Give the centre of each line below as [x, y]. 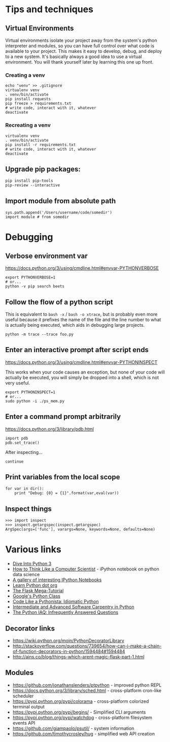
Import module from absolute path [60, 201]
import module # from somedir [37, 217]
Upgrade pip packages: [43, 169]
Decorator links [30, 628]
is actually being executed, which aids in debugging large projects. [75, 325]
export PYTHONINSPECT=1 [30, 392]
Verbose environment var [46, 256]
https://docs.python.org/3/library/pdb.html [49, 429]
